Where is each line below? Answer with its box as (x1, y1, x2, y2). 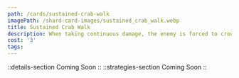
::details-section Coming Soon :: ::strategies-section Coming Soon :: (7, 63, 208, 71)
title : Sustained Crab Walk (7, 23, 91, 30)
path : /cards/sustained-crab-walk (7, 10, 110, 18)
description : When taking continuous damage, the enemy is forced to (7, 30, 218, 38)
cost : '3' (7, 37, 37, 44)
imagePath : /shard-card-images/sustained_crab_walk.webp (7, 17, 180, 24)
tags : (7, 43, 23, 50)
